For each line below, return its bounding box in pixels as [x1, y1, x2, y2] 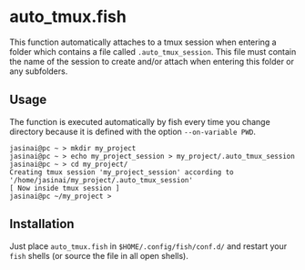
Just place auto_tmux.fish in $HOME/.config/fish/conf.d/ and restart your [9, 240, 288, 252]
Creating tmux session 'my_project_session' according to [9, 167, 234, 177]
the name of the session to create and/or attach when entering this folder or [9, 56, 294, 67]
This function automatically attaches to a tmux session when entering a [9, 36, 277, 47]
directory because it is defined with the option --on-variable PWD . [9, 126, 257, 137]
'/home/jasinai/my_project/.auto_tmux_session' [9, 175, 194, 184]
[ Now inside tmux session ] [9, 183, 120, 192]
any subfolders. [9, 66, 68, 77]
